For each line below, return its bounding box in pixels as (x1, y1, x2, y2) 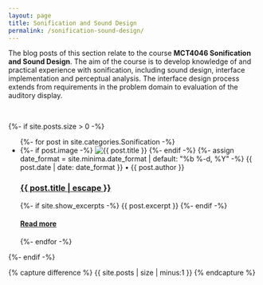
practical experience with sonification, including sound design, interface (8, 65, 245, 75)
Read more (19, 219, 57, 228)
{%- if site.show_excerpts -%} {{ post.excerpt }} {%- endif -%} (19, 200, 228, 210)
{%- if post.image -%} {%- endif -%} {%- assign (19, 145, 235, 156)
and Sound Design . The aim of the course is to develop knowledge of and (8, 57, 252, 66)
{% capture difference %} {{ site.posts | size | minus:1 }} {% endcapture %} (8, 267, 257, 277)
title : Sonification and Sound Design (8, 19, 137, 27)
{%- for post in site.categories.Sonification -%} (19, 137, 175, 147)
